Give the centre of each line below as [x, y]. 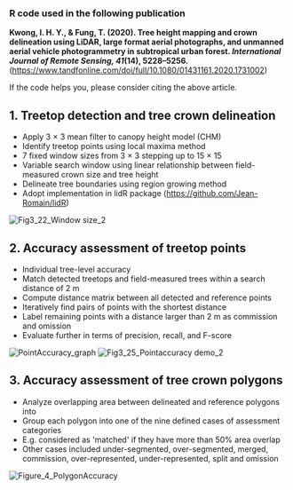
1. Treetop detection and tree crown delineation [143, 115]
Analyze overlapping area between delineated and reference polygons [150, 401]
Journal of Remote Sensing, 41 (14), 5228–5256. [99, 61]
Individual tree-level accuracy [76, 269]
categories [42, 430]
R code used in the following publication [98, 13]
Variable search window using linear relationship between [127, 165]
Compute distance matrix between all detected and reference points [147, 297]
